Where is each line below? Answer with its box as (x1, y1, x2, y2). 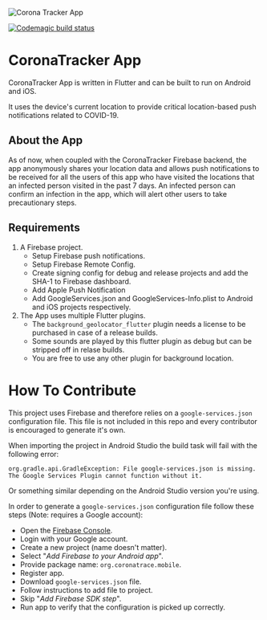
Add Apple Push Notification (31, 285, 126, 295)
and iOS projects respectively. (31, 302, 131, 312)
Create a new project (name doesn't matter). (19, 542, 168, 552)
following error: (8, 449, 59, 459)
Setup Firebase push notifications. (31, 251, 146, 260)
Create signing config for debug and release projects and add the (31, 267, 249, 277)
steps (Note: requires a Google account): (8, 510, 144, 520)
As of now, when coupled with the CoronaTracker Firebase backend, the (8, 155, 247, 165)
